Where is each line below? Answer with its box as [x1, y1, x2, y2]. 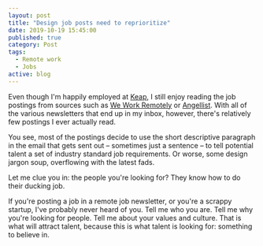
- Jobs [15, 63, 37, 71]
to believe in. [8, 229, 50, 239]
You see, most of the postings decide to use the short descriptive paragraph [8, 132, 256, 142]
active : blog [8, 70, 51, 78]
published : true [8, 33, 61, 42]
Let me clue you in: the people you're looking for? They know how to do [8, 173, 241, 182]
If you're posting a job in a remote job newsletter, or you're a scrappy [8, 196, 232, 206]
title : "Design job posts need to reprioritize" [8, 19, 171, 27]
